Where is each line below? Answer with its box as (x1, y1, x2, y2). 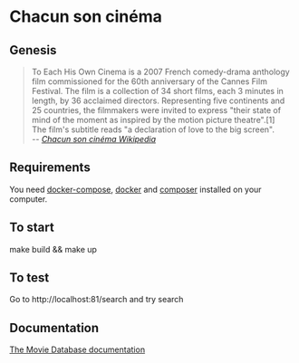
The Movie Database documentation (9, 344, 146, 355)
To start (9, 220, 54, 235)
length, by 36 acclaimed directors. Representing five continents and (31, 95, 285, 106)
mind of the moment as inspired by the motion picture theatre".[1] (31, 115, 275, 125)
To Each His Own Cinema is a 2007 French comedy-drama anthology (31, 66, 290, 77)
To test (9, 270, 50, 286)
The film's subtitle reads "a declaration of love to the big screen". (31, 124, 275, 135)
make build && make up (9, 244, 98, 254)
